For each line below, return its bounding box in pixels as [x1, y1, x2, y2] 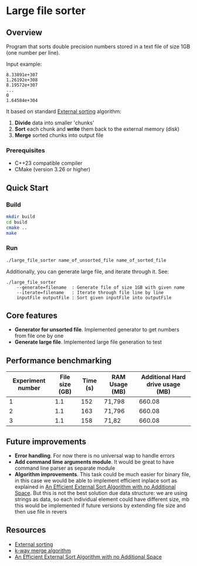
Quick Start [6, 183, 49, 193]
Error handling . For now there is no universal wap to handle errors [14, 452, 175, 459]
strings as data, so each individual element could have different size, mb [14, 496, 189, 503]
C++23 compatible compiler [14, 160, 83, 167]
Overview [6, 28, 43, 38]
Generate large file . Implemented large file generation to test [14, 338, 162, 345]
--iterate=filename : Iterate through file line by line [16, 289, 164, 296]
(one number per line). [6, 49, 60, 56]
